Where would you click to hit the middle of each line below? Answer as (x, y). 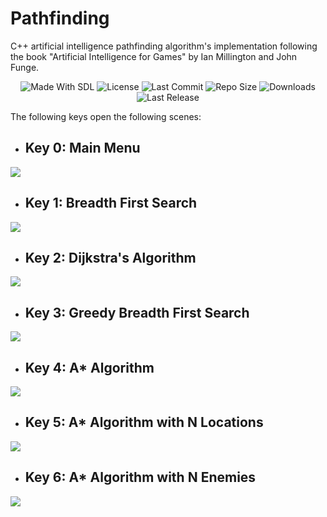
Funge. (25, 67)
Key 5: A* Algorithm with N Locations (144, 422)
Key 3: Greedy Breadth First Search (137, 312)
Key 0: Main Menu (82, 148)
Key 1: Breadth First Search (111, 203)
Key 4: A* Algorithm (89, 367)
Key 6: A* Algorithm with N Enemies (140, 477)
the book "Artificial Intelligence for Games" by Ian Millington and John (154, 56)
